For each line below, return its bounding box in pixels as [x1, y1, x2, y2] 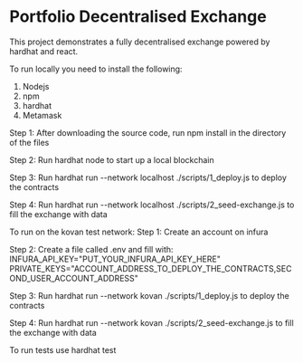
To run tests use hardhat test [9, 344, 117, 355]
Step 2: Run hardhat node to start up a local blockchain [9, 154, 214, 165]
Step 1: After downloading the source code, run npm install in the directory [9, 127, 287, 138]
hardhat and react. [9, 45, 79, 56]
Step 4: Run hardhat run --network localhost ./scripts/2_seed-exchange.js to [9, 199, 295, 210]
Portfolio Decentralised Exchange [9, 6, 267, 27]
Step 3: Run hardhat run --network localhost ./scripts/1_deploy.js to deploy [9, 172, 288, 183]
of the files [9, 137, 50, 148]
